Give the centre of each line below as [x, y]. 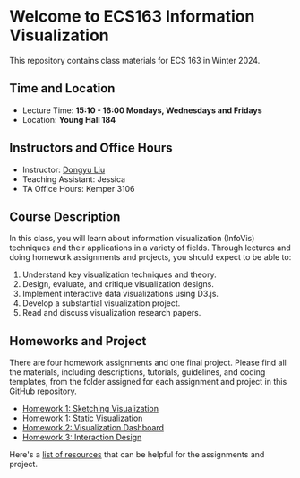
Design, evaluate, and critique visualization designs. [118, 284]
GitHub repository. [43, 391]
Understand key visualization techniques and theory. [119, 274]
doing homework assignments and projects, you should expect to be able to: [150, 257]
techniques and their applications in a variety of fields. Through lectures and [150, 248]
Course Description [65, 217]
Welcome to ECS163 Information [132, 17]
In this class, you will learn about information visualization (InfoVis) [132, 239]
